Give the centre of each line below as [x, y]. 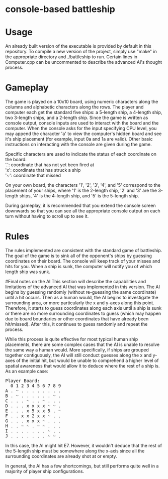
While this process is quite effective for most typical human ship [72, 339]
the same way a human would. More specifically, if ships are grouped [77, 350]
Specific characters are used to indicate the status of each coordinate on [81, 154]
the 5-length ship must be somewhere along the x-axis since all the [75, 451]
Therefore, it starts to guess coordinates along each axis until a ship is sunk [83, 308]
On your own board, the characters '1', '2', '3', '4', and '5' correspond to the [83, 185]
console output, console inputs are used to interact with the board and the [82, 123]
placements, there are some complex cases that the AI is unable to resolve [82, 344]
